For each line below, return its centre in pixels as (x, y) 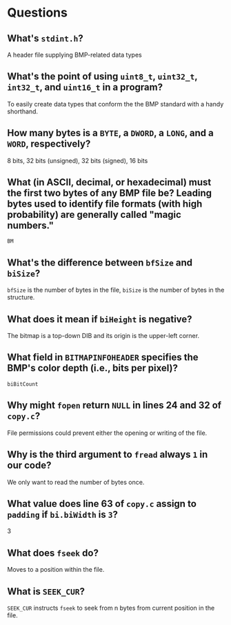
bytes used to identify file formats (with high (105, 204)
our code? (29, 466)
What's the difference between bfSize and (100, 262)
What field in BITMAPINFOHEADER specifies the (103, 357)
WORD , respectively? (49, 144)
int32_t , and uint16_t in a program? (85, 87)
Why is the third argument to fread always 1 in (108, 455)
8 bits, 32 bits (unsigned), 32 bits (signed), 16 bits (78, 160)
